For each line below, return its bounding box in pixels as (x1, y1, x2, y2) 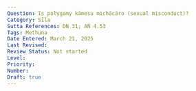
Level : (7, 55, 26, 62)
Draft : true (7, 73, 41, 81)
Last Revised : (7, 42, 48, 49)
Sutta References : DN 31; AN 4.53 (7, 23, 107, 29)
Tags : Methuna (7, 29, 48, 36)
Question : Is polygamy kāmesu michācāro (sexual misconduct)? (7, 10, 189, 17)
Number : (7, 67, 30, 74)
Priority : (7, 61, 36, 68)
